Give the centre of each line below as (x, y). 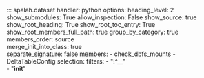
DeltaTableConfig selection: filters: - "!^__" (66, 61)
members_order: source (41, 39)
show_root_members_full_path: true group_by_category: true (92, 32)
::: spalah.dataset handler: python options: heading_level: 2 (90, 10)
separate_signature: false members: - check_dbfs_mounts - (91, 54)
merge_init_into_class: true (44, 47)
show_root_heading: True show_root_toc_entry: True (81, 25)
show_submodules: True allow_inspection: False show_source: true (102, 17)
